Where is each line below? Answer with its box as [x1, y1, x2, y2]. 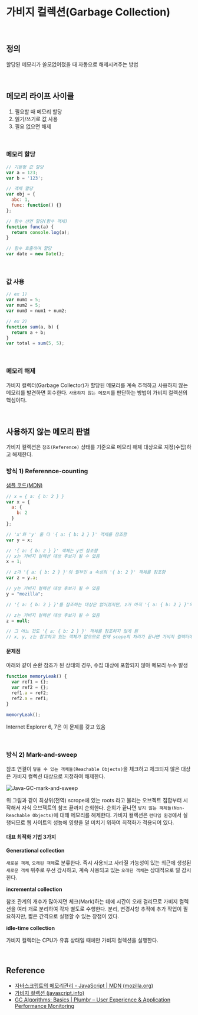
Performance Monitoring [14, 1002, 75, 1009]
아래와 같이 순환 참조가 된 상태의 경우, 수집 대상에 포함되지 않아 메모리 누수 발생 [6, 662, 189, 669]
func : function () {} [11, 202, 62, 209]
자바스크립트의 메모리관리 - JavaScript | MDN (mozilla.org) [14, 982, 154, 989]
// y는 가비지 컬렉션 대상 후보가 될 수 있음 [6, 585, 100, 591]
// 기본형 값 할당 [6, 164, 44, 170]
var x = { [6, 499, 31, 505]
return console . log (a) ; [11, 229, 70, 235]
